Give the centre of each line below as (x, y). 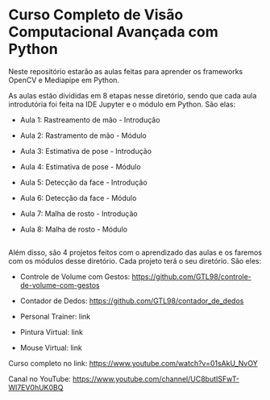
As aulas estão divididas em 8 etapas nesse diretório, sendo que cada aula (133, 95)
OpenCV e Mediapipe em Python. (64, 80)
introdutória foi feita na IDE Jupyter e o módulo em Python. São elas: (122, 104)
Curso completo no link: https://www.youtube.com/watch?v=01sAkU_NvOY (133, 364)
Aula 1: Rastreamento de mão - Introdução (90, 119)
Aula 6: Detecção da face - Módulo (78, 198)
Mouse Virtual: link (51, 348)
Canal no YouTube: (39, 379)
